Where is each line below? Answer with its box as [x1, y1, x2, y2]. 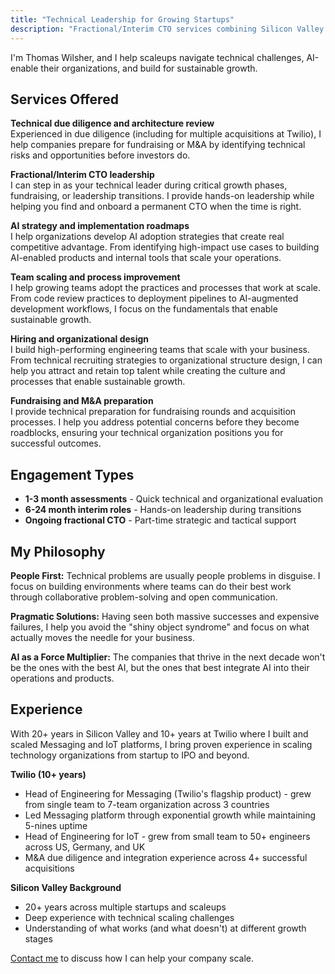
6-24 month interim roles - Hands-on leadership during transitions [24, 504, 302, 516]
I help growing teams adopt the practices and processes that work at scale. [10, 282, 322, 294]
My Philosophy [10, 543, 106, 560]
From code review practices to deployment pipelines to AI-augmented [10, 292, 299, 305]
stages [24, 932, 53, 945]
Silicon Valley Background [10, 881, 122, 893]
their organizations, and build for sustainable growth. [40, 62, 258, 74]
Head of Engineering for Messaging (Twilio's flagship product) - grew [24, 787, 312, 800]
